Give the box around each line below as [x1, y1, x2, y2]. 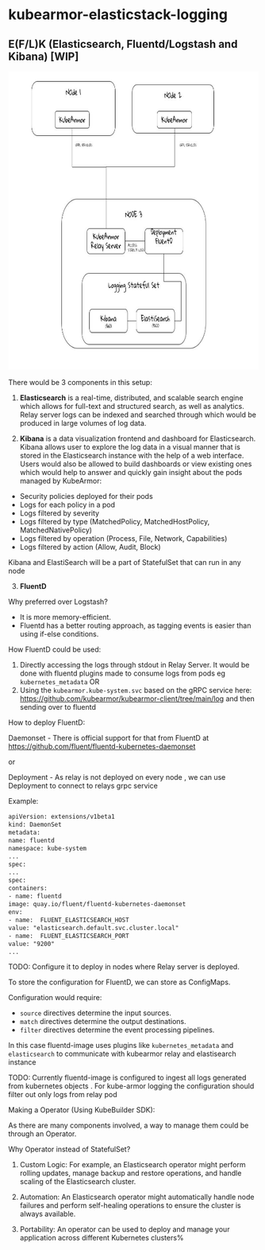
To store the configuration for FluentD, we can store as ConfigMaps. [8, 977, 231, 987]
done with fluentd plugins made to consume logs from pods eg [19, 668, 226, 678]
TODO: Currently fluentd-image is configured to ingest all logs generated [8, 1073, 247, 1082]
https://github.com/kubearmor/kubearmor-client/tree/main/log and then [19, 694, 255, 703]
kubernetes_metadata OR [19, 677, 100, 686]
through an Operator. [8, 1129, 77, 1139]
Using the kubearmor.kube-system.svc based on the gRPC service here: [19, 686, 252, 695]
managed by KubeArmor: [19, 476, 102, 485]
